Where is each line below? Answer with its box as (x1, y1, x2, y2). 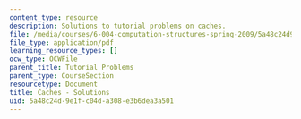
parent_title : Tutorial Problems (9, 64, 134, 72)
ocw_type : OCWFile (9, 55, 78, 64)
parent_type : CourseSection (9, 72, 115, 81)
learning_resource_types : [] (9, 47, 118, 55)
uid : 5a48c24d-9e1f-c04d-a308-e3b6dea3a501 (9, 96, 175, 106)
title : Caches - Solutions (9, 88, 110, 97)
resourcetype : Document (9, 80, 99, 89)
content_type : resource (9, 13, 99, 22)
